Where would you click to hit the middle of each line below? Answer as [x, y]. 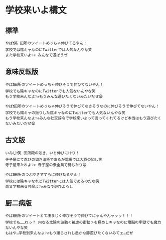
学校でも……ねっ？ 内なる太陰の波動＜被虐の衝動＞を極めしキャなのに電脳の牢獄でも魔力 [83, 222]
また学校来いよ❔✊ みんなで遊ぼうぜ [36, 55]
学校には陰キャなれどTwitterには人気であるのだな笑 [52, 181]
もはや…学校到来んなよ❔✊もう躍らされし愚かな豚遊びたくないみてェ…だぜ [69, 233]
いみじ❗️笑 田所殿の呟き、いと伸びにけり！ [42, 153]
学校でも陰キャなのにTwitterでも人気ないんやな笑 [50, 91]
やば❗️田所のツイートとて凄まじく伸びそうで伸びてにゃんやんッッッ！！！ [69, 216]
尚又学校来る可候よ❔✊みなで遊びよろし [39, 186]
